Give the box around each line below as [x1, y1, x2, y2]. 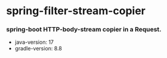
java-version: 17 [14, 38, 54, 46]
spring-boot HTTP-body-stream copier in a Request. [6, 25, 162, 34]
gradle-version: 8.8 [14, 45, 63, 52]
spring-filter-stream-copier [6, 4, 146, 18]
